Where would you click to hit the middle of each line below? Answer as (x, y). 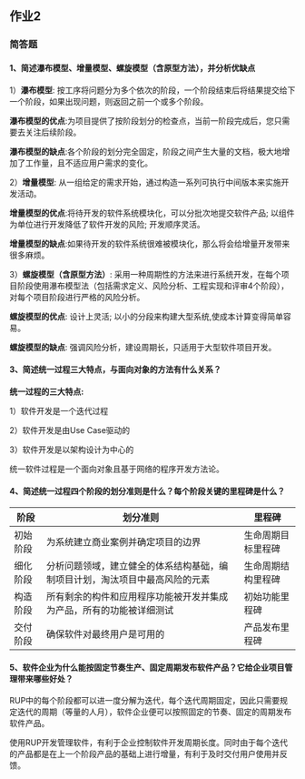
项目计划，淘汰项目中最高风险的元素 (133, 579)
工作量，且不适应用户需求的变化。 (89, 163)
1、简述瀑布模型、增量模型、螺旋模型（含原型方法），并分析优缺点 (133, 67)
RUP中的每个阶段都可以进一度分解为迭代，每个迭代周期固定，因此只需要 (145, 701)
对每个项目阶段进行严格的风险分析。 (77, 297)
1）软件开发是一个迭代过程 (59, 410)
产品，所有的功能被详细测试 (115, 610)
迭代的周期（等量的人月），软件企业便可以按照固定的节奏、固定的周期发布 (154, 712)
